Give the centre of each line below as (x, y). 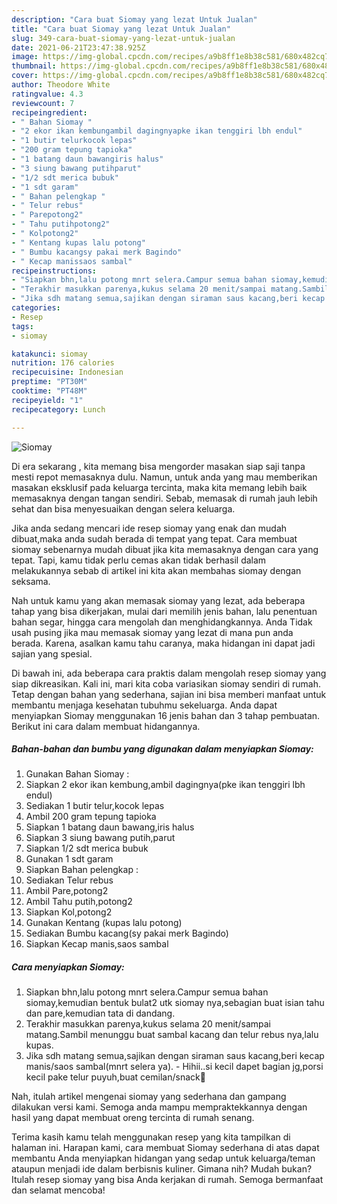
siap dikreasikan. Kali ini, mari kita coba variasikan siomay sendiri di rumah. (166, 683)
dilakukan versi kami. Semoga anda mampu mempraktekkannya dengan (159, 1107)
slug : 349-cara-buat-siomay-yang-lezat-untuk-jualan (123, 38)
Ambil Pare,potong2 (67, 891)
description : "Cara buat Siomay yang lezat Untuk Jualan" (134, 19)
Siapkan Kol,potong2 (69, 912)
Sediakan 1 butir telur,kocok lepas (95, 806)
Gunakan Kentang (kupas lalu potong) (104, 923)
